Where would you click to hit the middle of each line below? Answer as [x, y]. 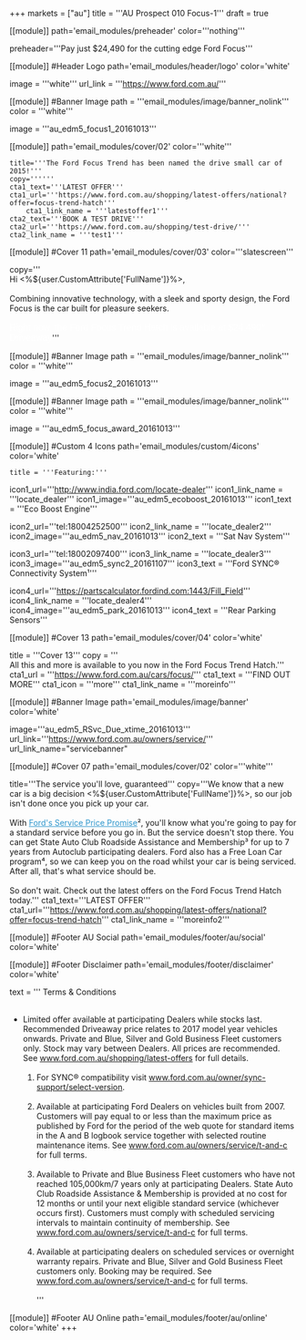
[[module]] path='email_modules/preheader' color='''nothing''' [127, 31]
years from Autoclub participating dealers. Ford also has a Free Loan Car [146, 852]
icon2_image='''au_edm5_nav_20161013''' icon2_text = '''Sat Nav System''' [150, 536]
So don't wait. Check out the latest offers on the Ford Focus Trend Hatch [146, 891]
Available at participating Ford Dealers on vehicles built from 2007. [161, 1106]
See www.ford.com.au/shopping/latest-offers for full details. [135, 1058]
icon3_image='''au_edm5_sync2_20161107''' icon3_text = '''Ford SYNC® [144, 563]
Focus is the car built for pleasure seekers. [90, 308]
